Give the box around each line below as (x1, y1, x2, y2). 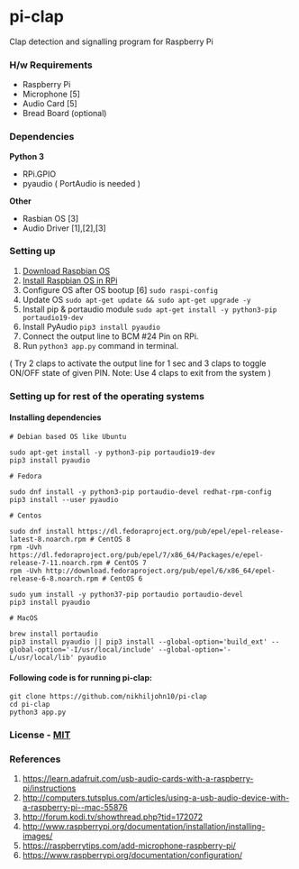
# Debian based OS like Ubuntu (9, 432, 127, 441)
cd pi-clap (9, 700, 50, 709)
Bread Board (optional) (22, 108, 107, 119)
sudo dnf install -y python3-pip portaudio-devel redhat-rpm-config (9, 487, 272, 497)
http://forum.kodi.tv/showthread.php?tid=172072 (22, 811, 204, 822)
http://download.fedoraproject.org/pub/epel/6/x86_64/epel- (45, 566, 276, 575)
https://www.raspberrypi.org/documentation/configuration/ (22, 850, 243, 861)
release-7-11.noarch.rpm (9, 558, 103, 567)
